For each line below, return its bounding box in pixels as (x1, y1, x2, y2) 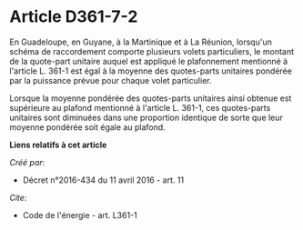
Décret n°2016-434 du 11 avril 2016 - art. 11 (22, 175, 185, 185)
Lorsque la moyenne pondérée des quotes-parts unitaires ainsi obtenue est (9, 93, 292, 104)
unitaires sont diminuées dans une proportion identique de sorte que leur (9, 112, 284, 123)
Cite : (9, 192, 27, 203)
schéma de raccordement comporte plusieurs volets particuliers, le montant (9, 45, 294, 56)
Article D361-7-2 (9, 6, 138, 27)
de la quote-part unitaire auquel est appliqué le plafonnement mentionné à (9, 55, 288, 66)
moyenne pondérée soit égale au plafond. (9, 121, 166, 133)
